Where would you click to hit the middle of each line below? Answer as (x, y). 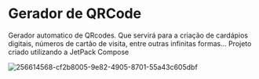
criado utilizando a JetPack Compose (69, 52)
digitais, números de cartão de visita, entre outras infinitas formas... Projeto (130, 43)
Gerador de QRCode (75, 14)
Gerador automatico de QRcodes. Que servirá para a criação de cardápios (128, 35)
